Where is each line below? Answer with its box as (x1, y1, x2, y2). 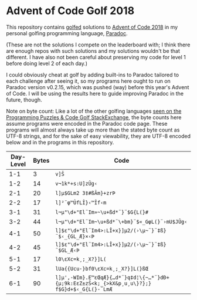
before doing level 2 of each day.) (6, 60, 88, 67)
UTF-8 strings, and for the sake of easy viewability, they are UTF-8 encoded (6, 132, 191, 139)
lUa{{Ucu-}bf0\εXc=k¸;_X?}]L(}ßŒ (55, 265, 148, 272)
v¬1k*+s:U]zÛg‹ (55, 180, 98, 187)
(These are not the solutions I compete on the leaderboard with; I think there (6, 41, 191, 48)
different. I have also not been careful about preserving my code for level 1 (6, 53, 186, 60)
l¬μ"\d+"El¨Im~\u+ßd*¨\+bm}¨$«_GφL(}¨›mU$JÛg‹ (55, 218, 188, 225)
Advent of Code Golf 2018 (6, 4, 135, 18)
